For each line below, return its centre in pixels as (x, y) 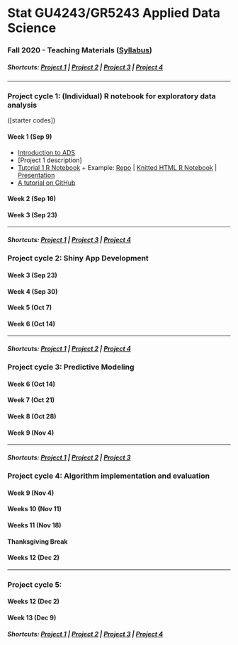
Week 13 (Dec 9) (32, 617)
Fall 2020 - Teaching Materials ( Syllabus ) (80, 50)
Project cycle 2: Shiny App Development (78, 258)
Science (32, 28)
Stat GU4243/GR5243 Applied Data (114, 13)
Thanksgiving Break (38, 541)
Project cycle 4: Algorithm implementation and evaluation (109, 476)
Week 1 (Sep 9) (30, 137)
